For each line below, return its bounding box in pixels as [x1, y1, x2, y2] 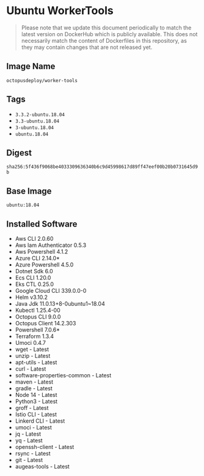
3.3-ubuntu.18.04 [15, 118, 60, 124]
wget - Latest [15, 346, 49, 353]
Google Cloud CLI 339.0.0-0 [15, 287, 87, 294]
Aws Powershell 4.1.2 [15, 248, 68, 255]
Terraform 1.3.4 [15, 333, 54, 340]
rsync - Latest [15, 450, 51, 457]
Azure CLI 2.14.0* [15, 255, 60, 262]
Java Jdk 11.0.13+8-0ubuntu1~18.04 [15, 300, 105, 307]
